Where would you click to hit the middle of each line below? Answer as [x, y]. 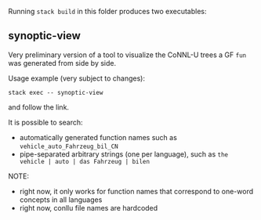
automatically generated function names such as [98, 137]
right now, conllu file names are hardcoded [89, 207]
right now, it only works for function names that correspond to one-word [136, 191]
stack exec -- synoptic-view [56, 92]
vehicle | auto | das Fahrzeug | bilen [85, 161]
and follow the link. [38, 107]
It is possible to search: [46, 122]
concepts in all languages [61, 200]
